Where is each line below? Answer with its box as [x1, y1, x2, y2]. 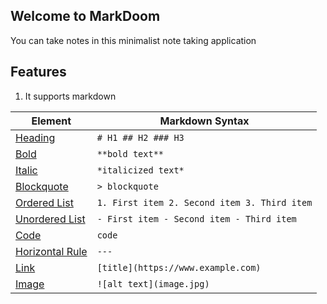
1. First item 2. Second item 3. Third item [96, 197, 313, 208]
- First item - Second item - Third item [96, 213, 297, 224]
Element [31, 114, 72, 128]
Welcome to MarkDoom [10, 8, 161, 25]
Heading [15, 130, 56, 144]
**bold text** [96, 148, 165, 159]
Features [10, 64, 67, 81]
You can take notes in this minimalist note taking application [10, 34, 257, 46]
